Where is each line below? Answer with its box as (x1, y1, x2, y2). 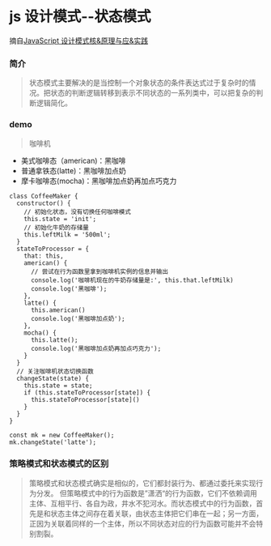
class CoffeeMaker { (9, 192, 79, 200)
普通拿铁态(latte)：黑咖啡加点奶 (20, 165, 126, 175)
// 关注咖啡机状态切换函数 (16, 367, 94, 375)
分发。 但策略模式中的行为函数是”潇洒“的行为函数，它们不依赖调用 (36, 488, 258, 498)
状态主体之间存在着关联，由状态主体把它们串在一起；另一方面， (50, 508, 264, 518)
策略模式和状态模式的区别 (9, 459, 109, 470)
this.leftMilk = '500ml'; (23, 230, 112, 239)
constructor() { (16, 199, 71, 207)
